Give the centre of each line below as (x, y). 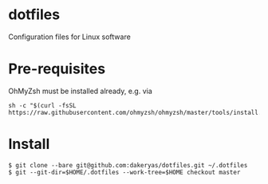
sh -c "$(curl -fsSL (43, 105)
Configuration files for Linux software (70, 37)
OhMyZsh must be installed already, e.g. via (81, 91)
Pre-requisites (57, 69)
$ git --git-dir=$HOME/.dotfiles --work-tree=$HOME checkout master (124, 172)
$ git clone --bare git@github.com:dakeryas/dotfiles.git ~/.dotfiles (128, 165)
